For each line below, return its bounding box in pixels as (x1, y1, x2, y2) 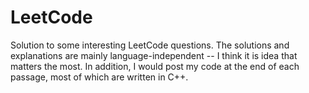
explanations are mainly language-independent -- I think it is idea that (10, 49, 298, 61)
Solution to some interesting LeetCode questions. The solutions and (10, 39, 290, 51)
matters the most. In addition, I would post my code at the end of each (10, 60, 300, 72)
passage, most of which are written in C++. (10, 71, 189, 83)
